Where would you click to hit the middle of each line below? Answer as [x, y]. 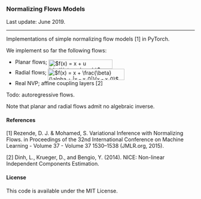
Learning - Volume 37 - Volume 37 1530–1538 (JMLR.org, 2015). [85, 146]
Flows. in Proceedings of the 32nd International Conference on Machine [95, 139]
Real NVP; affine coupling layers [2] [59, 83]
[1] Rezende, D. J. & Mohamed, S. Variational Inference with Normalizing [95, 133]
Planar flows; [31, 62]
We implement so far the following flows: [57, 51]
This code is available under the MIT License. [62, 191]
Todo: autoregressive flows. [40, 95]
